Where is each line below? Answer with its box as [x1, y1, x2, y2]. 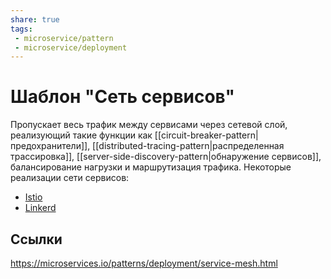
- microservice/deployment [14, 42, 128, 53]
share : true [10, 14, 60, 25]
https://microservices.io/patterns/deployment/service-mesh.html [10, 257, 278, 269]
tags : [10, 24, 33, 34]
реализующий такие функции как [10, 129, 153, 141]
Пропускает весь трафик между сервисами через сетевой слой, [10, 119, 288, 131]
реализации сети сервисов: [10, 172, 130, 184]
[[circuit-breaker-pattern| [154, 129, 259, 141]
